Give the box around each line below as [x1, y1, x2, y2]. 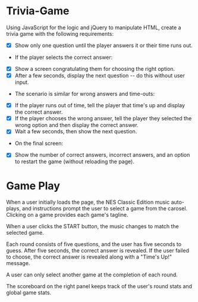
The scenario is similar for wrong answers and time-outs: [14, 91, 155, 98]
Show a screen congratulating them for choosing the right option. [14, 66, 175, 72]
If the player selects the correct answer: [14, 54, 113, 61]
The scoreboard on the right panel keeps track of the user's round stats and [6, 283, 192, 290]
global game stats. [6, 289, 52, 296]
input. [14, 79, 29, 86]
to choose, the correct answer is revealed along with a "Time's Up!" [6, 253, 172, 260]
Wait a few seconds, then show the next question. [14, 128, 137, 135]
